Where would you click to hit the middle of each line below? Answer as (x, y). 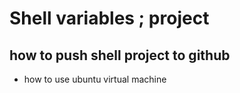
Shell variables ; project (109, 18)
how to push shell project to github (120, 55)
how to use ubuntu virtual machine (95, 79)
